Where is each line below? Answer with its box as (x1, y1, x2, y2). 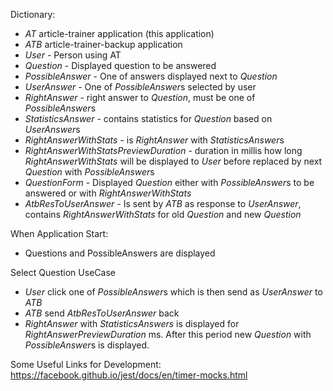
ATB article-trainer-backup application (24, 39, 183, 50)
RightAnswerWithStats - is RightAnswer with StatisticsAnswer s (24, 134, 285, 146)
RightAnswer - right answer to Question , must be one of (24, 92, 256, 103)
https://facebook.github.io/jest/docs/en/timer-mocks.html (10, 369, 248, 381)
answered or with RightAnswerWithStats (24, 187, 192, 199)
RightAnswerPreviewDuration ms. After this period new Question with (24, 329, 312, 340)
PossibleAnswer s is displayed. (24, 339, 150, 351)
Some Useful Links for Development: (10, 359, 162, 370)
